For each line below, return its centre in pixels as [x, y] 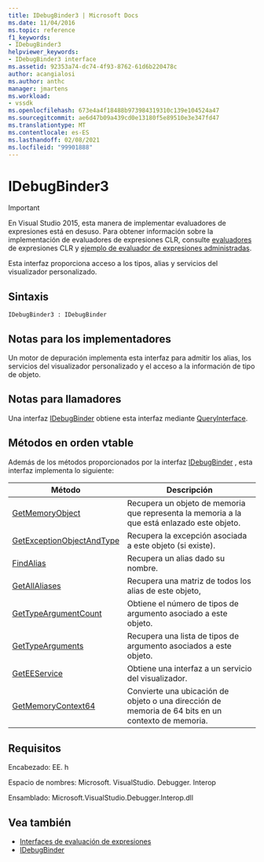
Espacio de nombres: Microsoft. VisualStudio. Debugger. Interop [112, 782]
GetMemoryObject [46, 512]
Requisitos [35, 748]
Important [24, 208]
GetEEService [37, 673]
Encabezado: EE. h [38, 768]
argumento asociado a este [177, 613]
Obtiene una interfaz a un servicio [189, 668]
